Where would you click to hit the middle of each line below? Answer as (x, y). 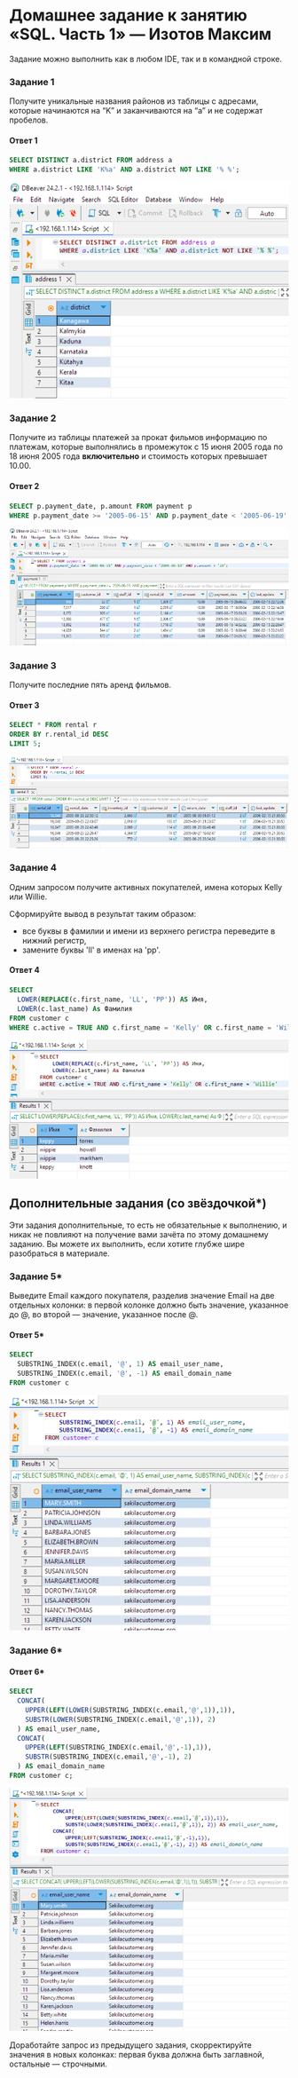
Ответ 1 (24, 140)
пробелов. (29, 120)
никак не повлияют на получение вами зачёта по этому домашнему (139, 1234)
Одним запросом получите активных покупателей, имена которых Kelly (146, 887)
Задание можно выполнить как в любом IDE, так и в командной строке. (145, 59)
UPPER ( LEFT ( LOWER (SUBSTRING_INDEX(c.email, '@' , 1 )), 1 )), (131, 1710)
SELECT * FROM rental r (53, 725)
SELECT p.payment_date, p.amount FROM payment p (101, 506)
